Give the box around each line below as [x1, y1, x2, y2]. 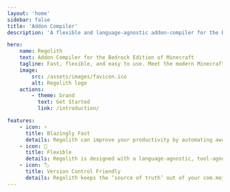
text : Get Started [37, 98, 90, 106]
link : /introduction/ [37, 105, 99, 112]
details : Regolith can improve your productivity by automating [25, 136, 213, 143]
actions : [19, 86, 44, 93]
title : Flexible [25, 149, 72, 156]
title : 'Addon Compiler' [7, 23, 78, 29]
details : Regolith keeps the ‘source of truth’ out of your [25, 174, 201, 181]
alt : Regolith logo [31, 79, 88, 86]
